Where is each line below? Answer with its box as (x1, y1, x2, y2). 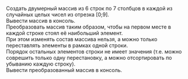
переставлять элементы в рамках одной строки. (6, 42, 128, 49)
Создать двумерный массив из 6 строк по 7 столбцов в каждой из (6, 5, 173, 12)
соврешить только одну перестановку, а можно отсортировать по (6, 55, 172, 61)
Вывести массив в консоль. (6, 17, 76, 24)
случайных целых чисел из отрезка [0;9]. (6, 11, 110, 18)
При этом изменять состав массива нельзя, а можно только (6, 36, 158, 42)
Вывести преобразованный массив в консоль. (6, 67, 123, 73)
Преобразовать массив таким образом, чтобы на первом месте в (6, 23, 171, 30)
